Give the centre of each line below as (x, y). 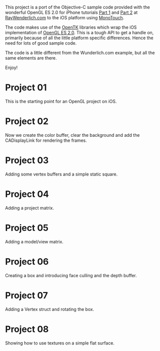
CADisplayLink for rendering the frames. (46, 140)
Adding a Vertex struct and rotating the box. (50, 309)
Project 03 (27, 160)
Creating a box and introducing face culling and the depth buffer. (71, 275)
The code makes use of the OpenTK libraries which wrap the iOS (71, 27)
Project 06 (27, 262)
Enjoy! (12, 67)
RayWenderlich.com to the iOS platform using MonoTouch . (65, 18)
